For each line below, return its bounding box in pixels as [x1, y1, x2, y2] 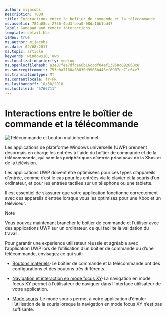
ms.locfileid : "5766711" [5, 86, 57, 91]
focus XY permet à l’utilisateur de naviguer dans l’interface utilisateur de [12, 281, 161, 287]
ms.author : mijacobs [5, 40, 48, 45]
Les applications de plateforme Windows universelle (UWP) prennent [5, 144, 147, 150]
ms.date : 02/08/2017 [5, 44, 48, 49]
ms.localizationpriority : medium [5, 58, 75, 63]
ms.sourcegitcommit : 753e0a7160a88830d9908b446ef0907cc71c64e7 [5, 68, 140, 73]
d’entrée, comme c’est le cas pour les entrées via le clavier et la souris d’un [5, 175, 160, 181]
